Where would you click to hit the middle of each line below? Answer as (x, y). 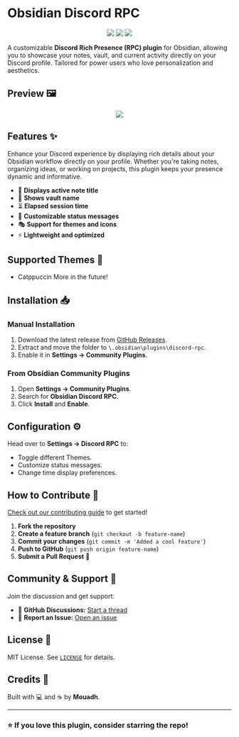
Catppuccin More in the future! (63, 277)
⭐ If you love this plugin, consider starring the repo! (98, 726)
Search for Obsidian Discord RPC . (68, 397)
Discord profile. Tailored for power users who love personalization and (110, 63)
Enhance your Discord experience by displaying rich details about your (111, 153)
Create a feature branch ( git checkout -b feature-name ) (101, 534)
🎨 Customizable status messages (68, 216)
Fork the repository (47, 526)
